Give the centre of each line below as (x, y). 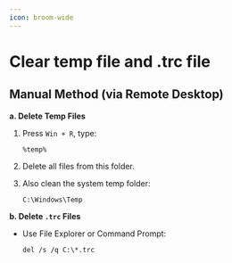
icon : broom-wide (41, 17)
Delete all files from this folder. (79, 166)
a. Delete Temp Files (48, 116)
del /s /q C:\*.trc (58, 250)
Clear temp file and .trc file (110, 61)
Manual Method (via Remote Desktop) (117, 95)
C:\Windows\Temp (52, 200)
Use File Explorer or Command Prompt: (94, 234)
